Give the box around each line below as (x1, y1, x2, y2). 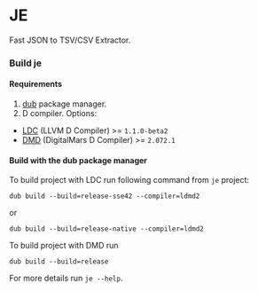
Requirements (9, 79, 63, 90)
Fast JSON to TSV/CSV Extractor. (9, 35, 131, 45)
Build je (9, 57, 43, 69)
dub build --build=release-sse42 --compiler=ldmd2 (9, 192, 200, 201)
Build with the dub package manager (9, 154, 148, 165)
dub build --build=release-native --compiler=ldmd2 (9, 225, 204, 233)
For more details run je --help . (9, 272, 123, 284)
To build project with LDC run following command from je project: (9, 175, 250, 185)
